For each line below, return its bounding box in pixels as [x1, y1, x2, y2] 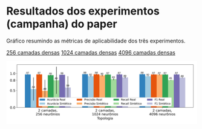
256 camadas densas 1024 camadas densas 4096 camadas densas [6, 48, 175, 56]
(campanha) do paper [6, 17, 117, 31]
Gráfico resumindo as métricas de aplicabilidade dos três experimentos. [6, 37, 186, 44]
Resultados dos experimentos [6, 4, 160, 18]
